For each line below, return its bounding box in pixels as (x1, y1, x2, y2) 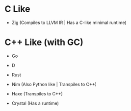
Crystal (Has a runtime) (11, 100, 59, 106)
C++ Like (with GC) (4, 37, 84, 48)
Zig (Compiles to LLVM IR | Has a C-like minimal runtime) (11, 20, 127, 25)
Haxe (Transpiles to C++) (11, 90, 63, 96)
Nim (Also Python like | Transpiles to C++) (11, 81, 97, 87)
